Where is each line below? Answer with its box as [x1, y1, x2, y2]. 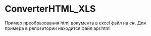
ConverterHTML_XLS [5, 3, 96, 15]
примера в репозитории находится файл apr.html [5, 25, 111, 31]
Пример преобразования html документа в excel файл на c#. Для [5, 20, 146, 26]
